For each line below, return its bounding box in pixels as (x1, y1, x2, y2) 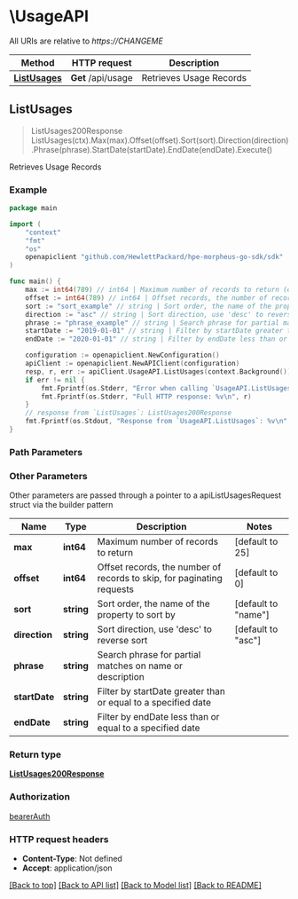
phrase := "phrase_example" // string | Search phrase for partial (25, 318, 279, 327)
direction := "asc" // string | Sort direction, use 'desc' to (25, 310, 264, 319)
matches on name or (97, 659, 184, 672)
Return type (9, 748, 62, 761)
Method (20, 56, 55, 68)
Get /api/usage (70, 71, 133, 83)
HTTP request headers (9, 832, 109, 845)
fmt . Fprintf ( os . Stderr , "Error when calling (41, 383, 208, 392)
